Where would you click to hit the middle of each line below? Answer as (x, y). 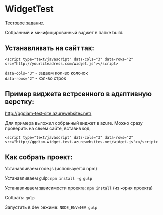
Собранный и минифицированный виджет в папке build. (64, 32)
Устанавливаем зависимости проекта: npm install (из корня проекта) (79, 188)
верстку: (20, 102)
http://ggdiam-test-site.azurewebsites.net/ (48, 113)
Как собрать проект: (39, 157)
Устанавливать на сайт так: (50, 48)
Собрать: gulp (20, 198)
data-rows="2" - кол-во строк (36, 78)
